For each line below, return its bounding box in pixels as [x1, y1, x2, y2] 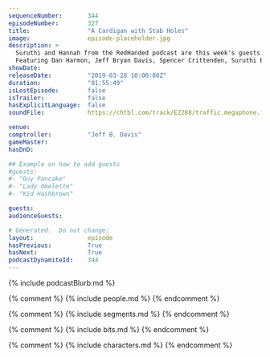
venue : [8, 124, 31, 132]
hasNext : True [8, 249, 103, 257]
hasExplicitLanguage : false [8, 101, 106, 109]
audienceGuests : [8, 212, 63, 220]
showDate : [8, 64, 42, 72]
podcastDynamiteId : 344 [8, 256, 99, 265]
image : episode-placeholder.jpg [8, 34, 171, 43]
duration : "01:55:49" [8, 79, 125, 87]
